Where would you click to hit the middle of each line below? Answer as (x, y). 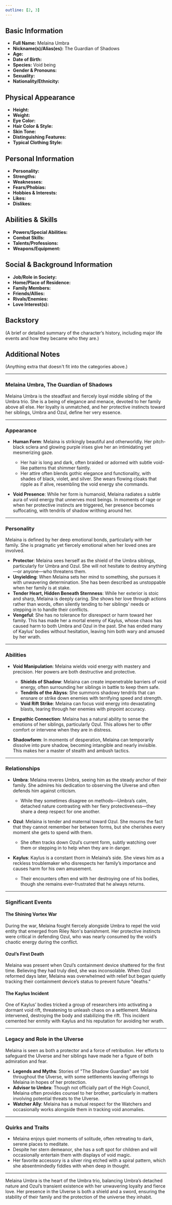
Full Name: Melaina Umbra (41, 43)
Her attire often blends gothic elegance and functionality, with (85, 473)
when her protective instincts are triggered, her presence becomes (83, 505)
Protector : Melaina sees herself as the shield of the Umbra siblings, (84, 561)
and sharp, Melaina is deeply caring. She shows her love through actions (89, 599)
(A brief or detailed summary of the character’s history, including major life (84, 333)
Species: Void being (34, 65)
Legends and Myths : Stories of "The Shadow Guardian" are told (81, 1071)
